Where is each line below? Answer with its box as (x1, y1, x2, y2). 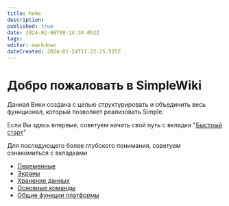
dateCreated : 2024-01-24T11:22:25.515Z (7, 49, 121, 55)
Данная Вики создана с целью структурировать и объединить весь (7, 100, 206, 108)
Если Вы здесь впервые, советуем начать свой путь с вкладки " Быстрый (7, 120, 223, 129)
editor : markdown (7, 42, 57, 49)
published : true (7, 23, 53, 29)
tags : (7, 36, 23, 42)
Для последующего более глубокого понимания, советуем (7, 141, 181, 149)
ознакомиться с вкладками (7, 149, 88, 157)
